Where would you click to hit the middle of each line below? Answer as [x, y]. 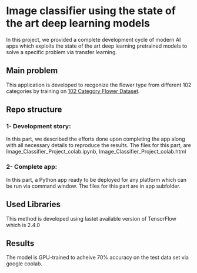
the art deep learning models [78, 23]
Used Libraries [33, 204]
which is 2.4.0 [23, 225]
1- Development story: [39, 126]
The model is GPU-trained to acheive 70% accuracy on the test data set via [98, 258]
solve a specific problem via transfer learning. [62, 52]
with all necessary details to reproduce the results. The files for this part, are [98, 145]
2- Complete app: [32, 167]
